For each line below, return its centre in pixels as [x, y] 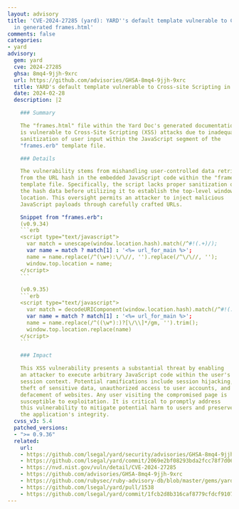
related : [27, 441]
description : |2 [38, 100]
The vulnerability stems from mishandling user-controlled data [117, 172]
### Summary [38, 113]
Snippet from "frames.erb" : [62, 217]
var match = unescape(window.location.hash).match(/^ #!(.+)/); [122, 244]
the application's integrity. [65, 415]
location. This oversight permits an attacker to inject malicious [122, 198]
